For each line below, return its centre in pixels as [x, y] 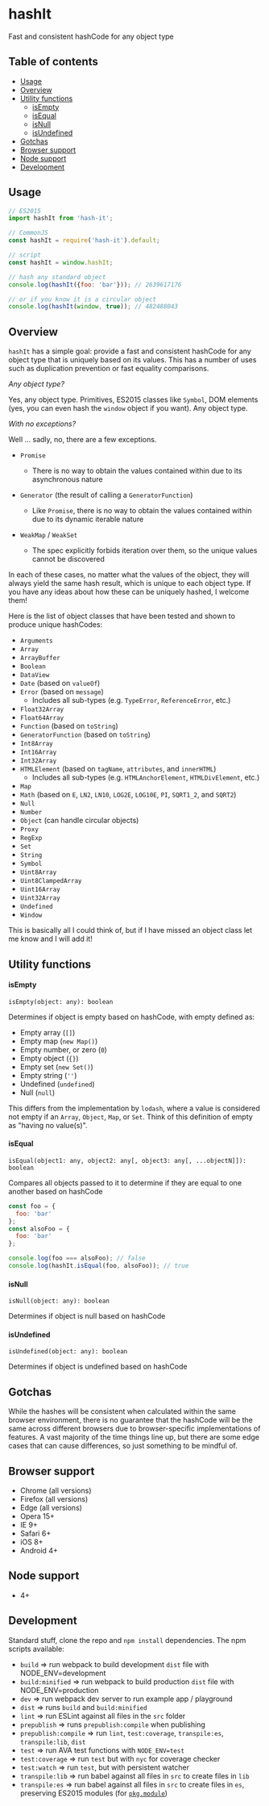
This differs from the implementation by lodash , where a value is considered [134, 1108]
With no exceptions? [42, 424]
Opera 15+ [37, 1516]
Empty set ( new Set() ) [57, 1067]
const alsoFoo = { [39, 1229]
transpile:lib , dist [53, 1741]
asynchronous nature [67, 479]
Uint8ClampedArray [51, 881]
